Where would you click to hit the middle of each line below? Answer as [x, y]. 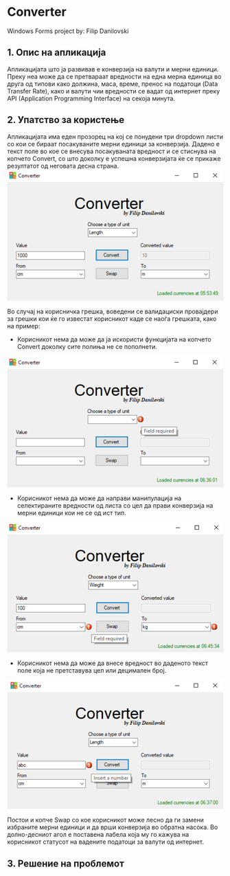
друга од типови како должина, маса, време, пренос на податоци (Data [113, 84]
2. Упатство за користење [66, 120]
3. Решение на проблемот [66, 863]
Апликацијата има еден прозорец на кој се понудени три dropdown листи [115, 136]
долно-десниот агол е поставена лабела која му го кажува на [98, 835]
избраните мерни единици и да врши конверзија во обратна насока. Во [113, 827]
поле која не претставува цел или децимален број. [92, 670]
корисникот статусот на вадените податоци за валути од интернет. [106, 842]
